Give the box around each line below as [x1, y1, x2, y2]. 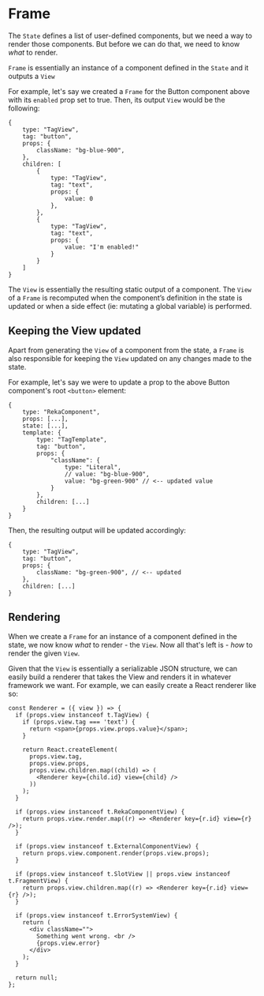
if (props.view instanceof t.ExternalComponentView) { [15, 842, 199, 850]
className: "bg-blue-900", [36, 146, 125, 154]
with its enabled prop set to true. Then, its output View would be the [8, 95, 226, 104]
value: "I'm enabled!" [64, 242, 139, 251]
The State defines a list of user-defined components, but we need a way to [8, 31, 252, 40]
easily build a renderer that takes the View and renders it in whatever [8, 672, 232, 682]
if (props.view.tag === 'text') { [22, 718, 136, 726]
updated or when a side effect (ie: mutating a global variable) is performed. [8, 301, 252, 310]
